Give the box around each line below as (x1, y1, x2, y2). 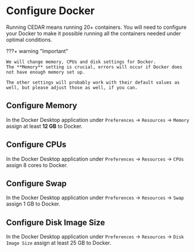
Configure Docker (6, 4, 95, 18)
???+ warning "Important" (6, 47, 69, 54)
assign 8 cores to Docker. (6, 161, 68, 168)
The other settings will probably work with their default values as (6, 79, 180, 85)
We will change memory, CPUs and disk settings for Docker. (6, 59, 157, 65)
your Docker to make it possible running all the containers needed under (6, 29, 181, 37)
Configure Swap (6, 178, 67, 188)
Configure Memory (6, 101, 78, 111)
